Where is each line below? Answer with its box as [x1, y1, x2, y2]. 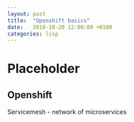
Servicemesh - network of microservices [7, 108, 127, 116]
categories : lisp [7, 30, 59, 38]
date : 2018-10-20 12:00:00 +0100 [7, 23, 113, 30]
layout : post [7, 10, 46, 18]
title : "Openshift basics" [7, 17, 91, 24]
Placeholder [7, 61, 80, 77]
